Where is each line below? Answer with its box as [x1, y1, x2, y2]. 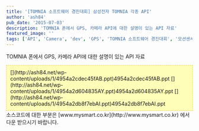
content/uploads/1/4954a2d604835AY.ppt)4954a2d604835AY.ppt [10, 88, 174, 94]
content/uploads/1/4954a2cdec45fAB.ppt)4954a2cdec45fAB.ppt [10, 75, 170, 82]
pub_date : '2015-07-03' [6, 19, 65, 25]
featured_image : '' [6, 31, 54, 37]
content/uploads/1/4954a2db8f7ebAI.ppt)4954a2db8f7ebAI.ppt [10, 100, 166, 107]
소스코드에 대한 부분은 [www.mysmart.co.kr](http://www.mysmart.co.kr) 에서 [6, 112, 190, 118]
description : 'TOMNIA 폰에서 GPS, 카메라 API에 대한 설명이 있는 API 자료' [6, 25, 178, 31]
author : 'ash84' [6, 14, 46, 20]
